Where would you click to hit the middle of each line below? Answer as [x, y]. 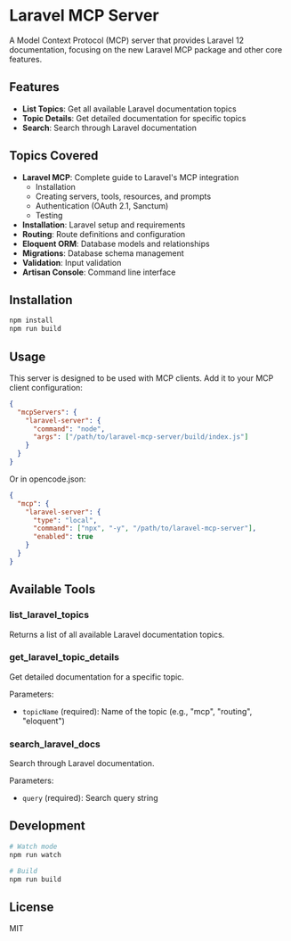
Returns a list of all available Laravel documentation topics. [117, 634]
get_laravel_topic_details [65, 657]
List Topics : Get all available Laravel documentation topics [129, 109]
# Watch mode [33, 846]
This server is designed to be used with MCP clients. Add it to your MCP [141, 378]
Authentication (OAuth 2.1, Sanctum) [102, 205]
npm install [31, 321]
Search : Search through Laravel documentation [109, 128]
